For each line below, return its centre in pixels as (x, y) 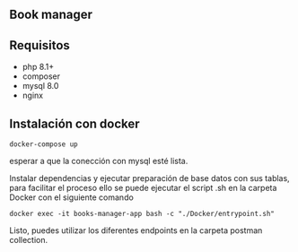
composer (41, 76)
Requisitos (39, 45)
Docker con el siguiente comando (72, 197)
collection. (29, 240)
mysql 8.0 (40, 86)
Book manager (51, 15)
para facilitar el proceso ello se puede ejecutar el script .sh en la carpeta (143, 188)
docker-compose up (44, 144)
